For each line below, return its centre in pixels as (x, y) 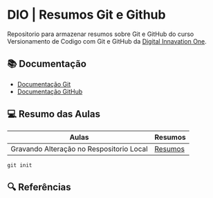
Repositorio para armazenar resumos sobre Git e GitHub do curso (101, 34)
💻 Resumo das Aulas (54, 114)
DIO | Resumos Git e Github (86, 15)
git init (20, 165)
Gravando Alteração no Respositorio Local (79, 149)
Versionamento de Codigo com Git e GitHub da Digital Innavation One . (107, 41)
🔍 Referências (39, 187)
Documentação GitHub (50, 91)
